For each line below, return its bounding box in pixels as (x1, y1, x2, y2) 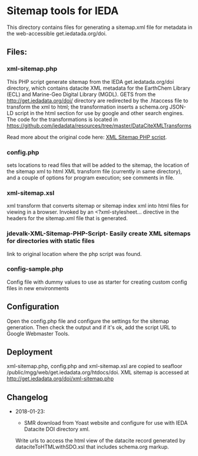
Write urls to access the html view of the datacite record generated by (15, 437, 186, 444)
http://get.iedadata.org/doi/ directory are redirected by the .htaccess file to (6, 97, 189, 104)
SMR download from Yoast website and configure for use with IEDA (24, 419, 188, 427)
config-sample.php (6, 265, 64, 273)
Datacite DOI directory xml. (24, 426, 90, 433)
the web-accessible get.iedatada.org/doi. (6, 29, 107, 37)
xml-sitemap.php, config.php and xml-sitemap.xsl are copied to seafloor (6, 363, 183, 370)
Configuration (6, 302, 60, 312)
